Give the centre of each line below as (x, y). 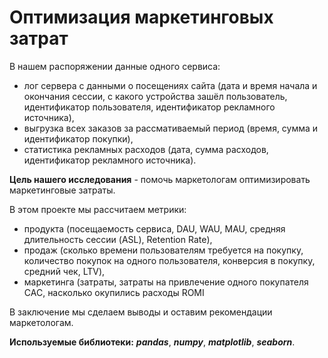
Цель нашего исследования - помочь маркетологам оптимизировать (160, 179)
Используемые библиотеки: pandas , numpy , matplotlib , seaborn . (152, 342)
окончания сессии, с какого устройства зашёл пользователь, (155, 96)
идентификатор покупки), (78, 138)
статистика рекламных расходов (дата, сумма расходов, (146, 149)
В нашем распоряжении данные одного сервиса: (115, 66)
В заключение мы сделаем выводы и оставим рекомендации (141, 312)
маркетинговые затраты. (62, 190)
